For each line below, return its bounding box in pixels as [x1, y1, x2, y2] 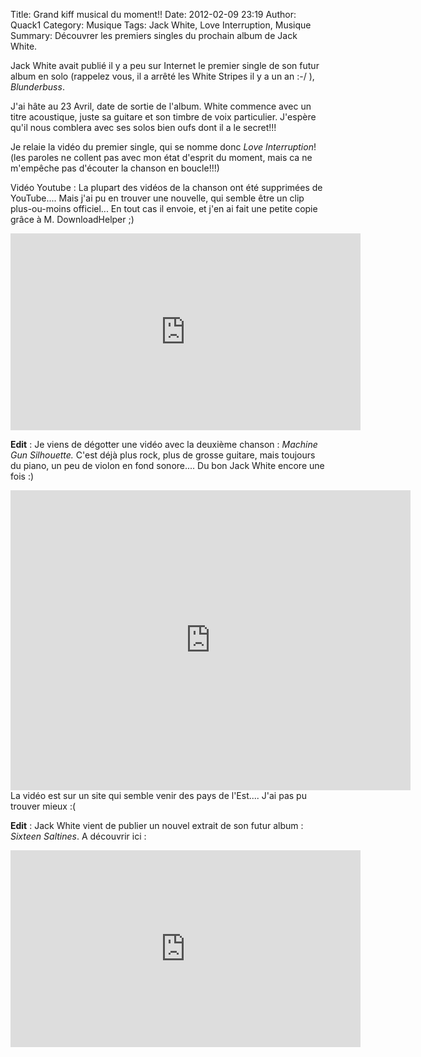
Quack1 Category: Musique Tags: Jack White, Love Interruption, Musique [10, 19, 312, 31]
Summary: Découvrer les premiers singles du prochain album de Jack [10, 30, 298, 41]
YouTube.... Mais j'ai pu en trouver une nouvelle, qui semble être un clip [10, 192, 305, 204]
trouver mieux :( [10, 800, 77, 812]
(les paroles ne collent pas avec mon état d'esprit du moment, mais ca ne [10, 152, 313, 163]
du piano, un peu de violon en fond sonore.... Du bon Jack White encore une [10, 460, 325, 471]
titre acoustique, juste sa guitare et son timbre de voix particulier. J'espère [10, 111, 317, 123]
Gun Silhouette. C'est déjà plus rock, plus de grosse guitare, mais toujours [10, 449, 316, 461]
